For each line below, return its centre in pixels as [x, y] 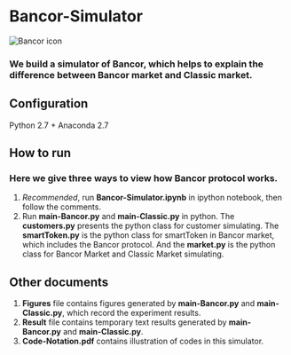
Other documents [59, 282]
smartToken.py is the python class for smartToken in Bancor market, [148, 235]
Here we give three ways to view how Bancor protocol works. [143, 177]
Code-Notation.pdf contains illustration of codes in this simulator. [143, 341]
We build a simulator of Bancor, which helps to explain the [137, 64]
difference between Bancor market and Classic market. [131, 75]
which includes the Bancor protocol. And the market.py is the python [149, 245]
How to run [40, 153]
